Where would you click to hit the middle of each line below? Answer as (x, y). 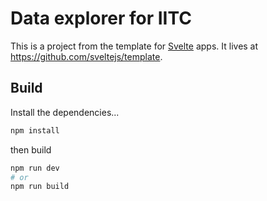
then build (31, 149)
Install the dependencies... (65, 112)
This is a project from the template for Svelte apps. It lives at (134, 46)
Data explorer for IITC (101, 18)
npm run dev (35, 168)
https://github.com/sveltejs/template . (86, 56)
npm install (35, 130)
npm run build (40, 187)
